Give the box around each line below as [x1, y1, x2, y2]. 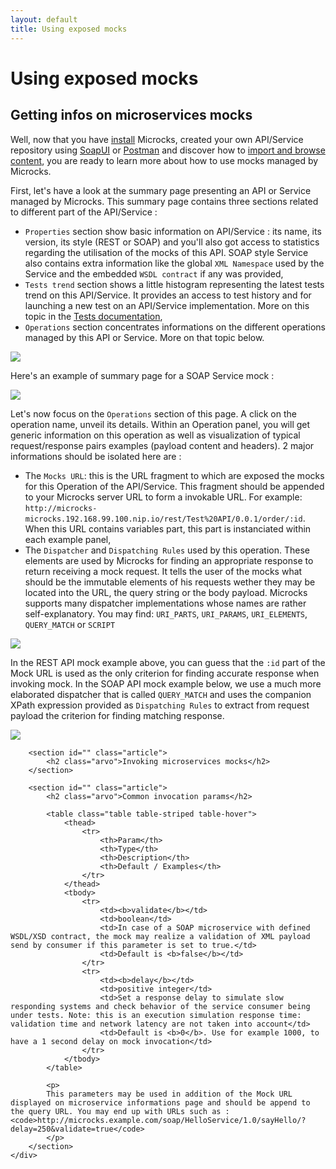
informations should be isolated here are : [10, 450, 182, 462]
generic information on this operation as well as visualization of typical [10, 429, 301, 441]
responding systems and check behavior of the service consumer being [10, 1001, 311, 1011]
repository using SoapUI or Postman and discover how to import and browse [10, 144, 326, 156]
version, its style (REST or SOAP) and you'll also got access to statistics [24, 236, 320, 248]
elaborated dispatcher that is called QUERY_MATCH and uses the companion [10, 688, 312, 700]
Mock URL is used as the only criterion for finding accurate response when [10, 667, 320, 679]
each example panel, [24, 533, 112, 545]
